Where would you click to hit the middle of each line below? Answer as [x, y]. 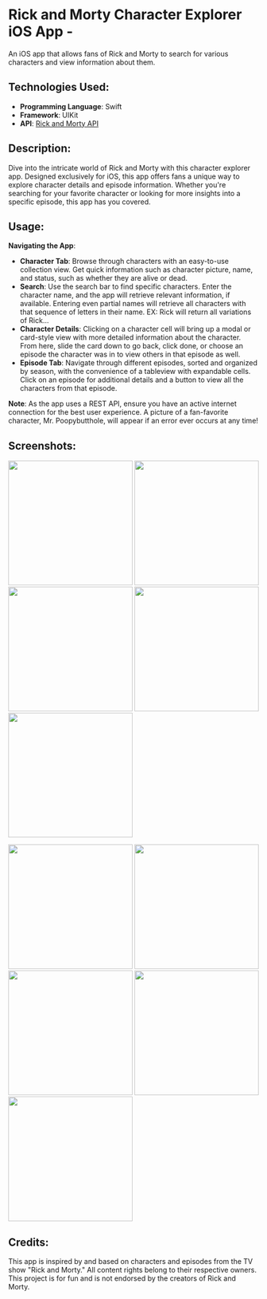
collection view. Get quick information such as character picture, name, [136, 270]
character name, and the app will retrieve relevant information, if [125, 295]
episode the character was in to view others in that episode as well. [130, 354]
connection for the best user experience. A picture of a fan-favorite [118, 412]
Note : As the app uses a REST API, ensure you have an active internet [122, 403]
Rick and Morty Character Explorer [125, 15]
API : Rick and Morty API [59, 123]
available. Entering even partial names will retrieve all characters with [133, 304]
